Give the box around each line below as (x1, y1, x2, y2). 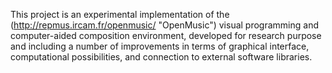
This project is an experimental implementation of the (10, 9, 230, 20)
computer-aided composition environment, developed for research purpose (10, 30, 322, 41)
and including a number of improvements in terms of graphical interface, (10, 40, 310, 52)
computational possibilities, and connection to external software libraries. (10, 51, 313, 63)
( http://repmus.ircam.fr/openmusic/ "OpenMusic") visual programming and (10, 19, 319, 31)
